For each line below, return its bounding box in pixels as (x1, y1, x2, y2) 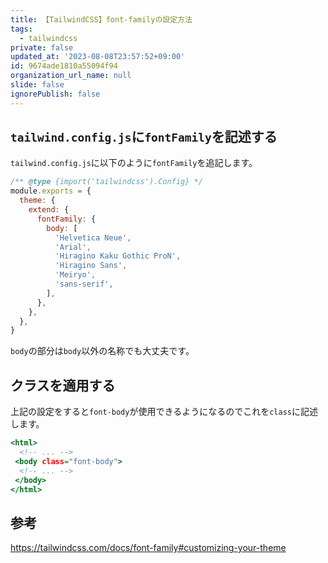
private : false (10, 42, 74, 53)
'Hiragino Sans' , (54, 261, 128, 271)
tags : (10, 24, 33, 34)
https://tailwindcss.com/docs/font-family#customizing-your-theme (10, 542, 287, 554)
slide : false (10, 80, 65, 90)
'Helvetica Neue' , (54, 232, 132, 243)
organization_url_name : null (10, 71, 132, 81)
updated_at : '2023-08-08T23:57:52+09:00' (10, 52, 186, 62)
